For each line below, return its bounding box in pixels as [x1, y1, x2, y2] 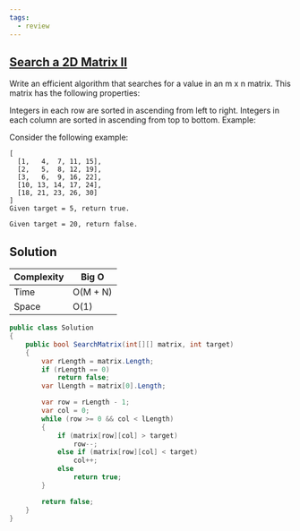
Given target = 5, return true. [9, 204, 130, 213]
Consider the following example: [9, 132, 129, 143]
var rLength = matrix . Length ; [41, 356, 154, 365]
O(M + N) [73, 286, 113, 298]
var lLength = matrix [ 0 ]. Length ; [41, 381, 167, 390]
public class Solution [9, 323, 94, 332]
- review [17, 21, 50, 30]
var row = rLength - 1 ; [41, 398, 130, 407]
